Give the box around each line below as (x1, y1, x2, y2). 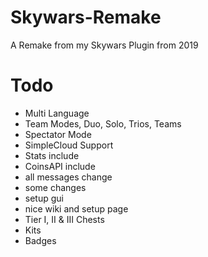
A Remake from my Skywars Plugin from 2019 (10, 39, 199, 51)
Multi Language (24, 107, 90, 119)
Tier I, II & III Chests (24, 213, 105, 225)
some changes (24, 181, 87, 193)
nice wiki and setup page (24, 202, 129, 215)
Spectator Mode (24, 128, 92, 140)
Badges (24, 234, 57, 246)
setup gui (24, 192, 64, 204)
